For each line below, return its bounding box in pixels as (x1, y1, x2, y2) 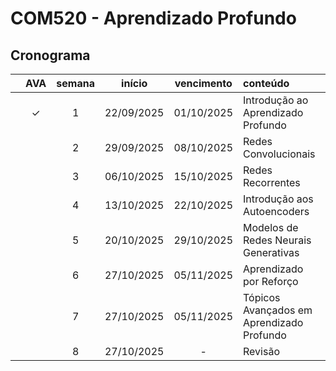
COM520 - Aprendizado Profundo (10, 7, 297, 30)
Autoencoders (243, 205, 310, 218)
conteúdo (243, 77, 290, 90)
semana (56, 77, 95, 90)
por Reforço (243, 275, 299, 288)
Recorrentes (243, 176, 301, 189)
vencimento (174, 77, 233, 90)
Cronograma (10, 47, 91, 64)
